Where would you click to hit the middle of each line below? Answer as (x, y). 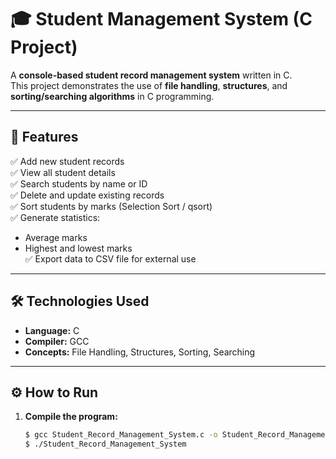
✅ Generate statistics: (55, 217)
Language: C (52, 330)
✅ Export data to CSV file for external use (110, 258)
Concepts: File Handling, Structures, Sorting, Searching (140, 352)
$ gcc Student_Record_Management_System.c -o (121, 435)
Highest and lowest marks (78, 248)
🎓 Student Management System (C (161, 19)
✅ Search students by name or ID (79, 183)
